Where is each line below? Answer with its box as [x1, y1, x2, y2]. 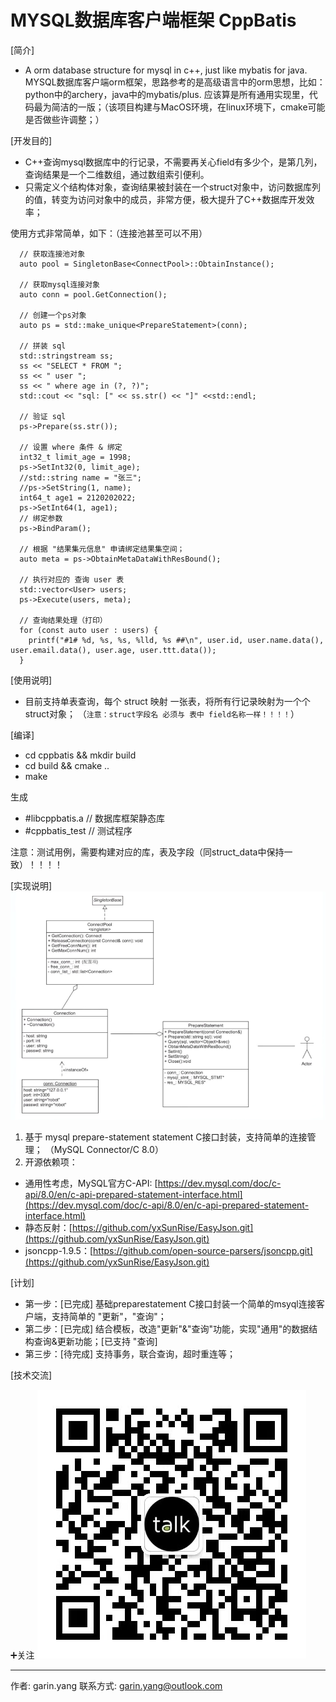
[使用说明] [10, 674, 53, 686]
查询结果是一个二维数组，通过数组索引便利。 [24, 168, 210, 180]
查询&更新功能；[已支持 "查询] [33, 1336, 158, 1348]
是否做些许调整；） [24, 113, 105, 125]
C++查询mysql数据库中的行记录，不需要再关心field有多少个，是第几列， [24, 156, 323, 168]
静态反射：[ [24, 1222, 73, 1234]
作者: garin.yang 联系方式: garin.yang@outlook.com [10, 1680, 223, 1692]
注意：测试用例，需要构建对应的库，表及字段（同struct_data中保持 [10, 846, 285, 858]
